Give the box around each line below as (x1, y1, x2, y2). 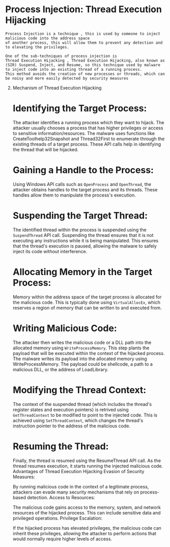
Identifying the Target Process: (12, 103, 147, 114)
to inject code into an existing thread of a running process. (5, 67, 143, 72)
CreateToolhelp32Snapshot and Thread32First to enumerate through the (12, 135, 165, 142)
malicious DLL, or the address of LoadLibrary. (12, 366, 108, 372)
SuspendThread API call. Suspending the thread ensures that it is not (12, 232, 154, 238)
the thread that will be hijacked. (12, 146, 79, 152)
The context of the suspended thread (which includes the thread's (12, 401, 152, 407)
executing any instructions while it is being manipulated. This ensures (12, 237, 159, 243)
